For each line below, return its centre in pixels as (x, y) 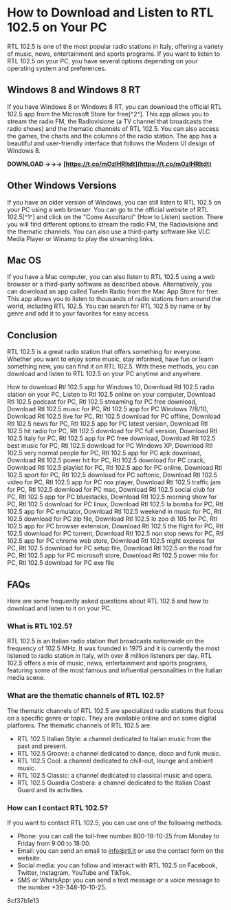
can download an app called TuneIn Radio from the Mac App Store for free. (113, 291)
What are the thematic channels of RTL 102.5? (86, 696)
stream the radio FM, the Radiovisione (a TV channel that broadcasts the (110, 121)
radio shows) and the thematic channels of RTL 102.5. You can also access (113, 128)
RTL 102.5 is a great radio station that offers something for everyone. (104, 352)
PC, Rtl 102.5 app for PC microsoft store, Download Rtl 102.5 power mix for (113, 555)
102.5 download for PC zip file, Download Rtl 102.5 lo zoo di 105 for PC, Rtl (112, 519)
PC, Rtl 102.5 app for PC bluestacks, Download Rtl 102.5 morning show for (112, 497)
